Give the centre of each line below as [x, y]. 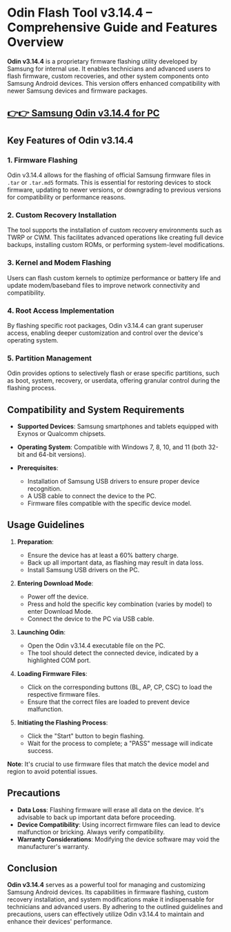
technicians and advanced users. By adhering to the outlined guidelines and [115, 907]
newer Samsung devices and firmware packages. [78, 91]
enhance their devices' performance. [60, 922]
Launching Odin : [41, 632]
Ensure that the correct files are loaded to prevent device [109, 702]
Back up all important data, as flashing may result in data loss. [115, 563]
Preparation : [35, 542]
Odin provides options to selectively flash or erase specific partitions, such [113, 373]
